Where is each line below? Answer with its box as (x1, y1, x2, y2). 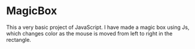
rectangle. (6, 36, 32, 43)
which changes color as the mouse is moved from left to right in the (6, 30, 173, 37)
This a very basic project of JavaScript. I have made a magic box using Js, (6, 24, 190, 31)
